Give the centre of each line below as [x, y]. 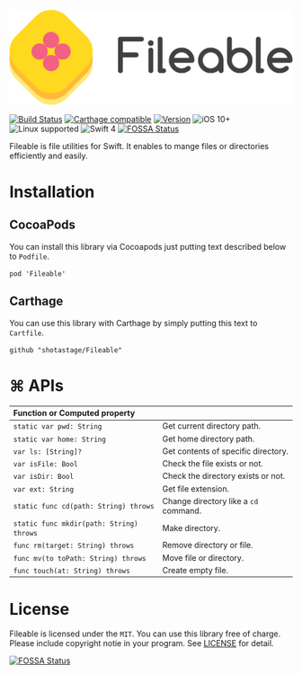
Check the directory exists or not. [224, 476]
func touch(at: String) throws [71, 571]
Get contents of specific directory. [226, 451]
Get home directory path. [209, 439]
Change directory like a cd [210, 501]
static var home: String [59, 439]
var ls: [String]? [48, 452]
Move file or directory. [203, 557]
